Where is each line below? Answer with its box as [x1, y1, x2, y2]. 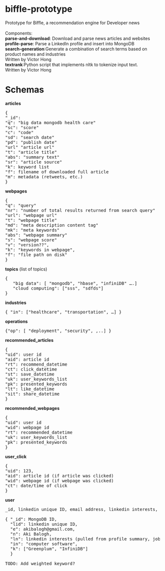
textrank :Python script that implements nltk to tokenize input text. [5, 62, 138, 67]
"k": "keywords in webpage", [5, 247, 75, 252]
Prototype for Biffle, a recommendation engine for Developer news [5, 20, 140, 26]
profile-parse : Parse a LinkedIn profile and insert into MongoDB [5, 40, 135, 46]
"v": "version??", [5, 242, 50, 247]
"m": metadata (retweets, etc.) [5, 174, 83, 179]
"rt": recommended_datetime [5, 430, 73, 435]
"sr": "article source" [5, 159, 62, 165]
